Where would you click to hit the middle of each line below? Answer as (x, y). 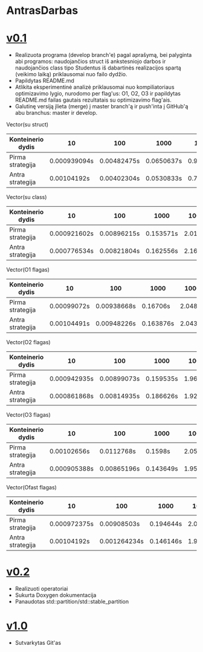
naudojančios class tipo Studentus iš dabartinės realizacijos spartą (98, 68)
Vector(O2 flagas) (28, 342)
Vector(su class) (27, 197)
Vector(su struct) (27, 125)
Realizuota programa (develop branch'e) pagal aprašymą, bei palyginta (103, 55)
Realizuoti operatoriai (41, 589)
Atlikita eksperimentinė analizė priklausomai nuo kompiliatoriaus (95, 87)
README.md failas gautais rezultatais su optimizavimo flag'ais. (93, 100)
